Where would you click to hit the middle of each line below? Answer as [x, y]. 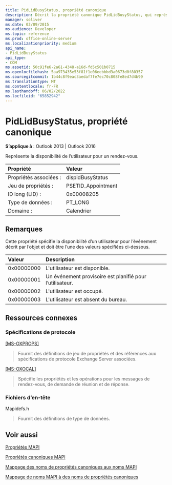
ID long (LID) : [25, 194]
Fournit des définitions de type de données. [64, 419]
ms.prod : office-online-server [39, 39]
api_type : [16, 58]
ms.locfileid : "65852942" [33, 96]
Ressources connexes [41, 318]
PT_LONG [78, 203]
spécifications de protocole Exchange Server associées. [77, 359]
